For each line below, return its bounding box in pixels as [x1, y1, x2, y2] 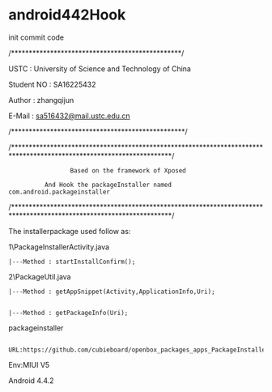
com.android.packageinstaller [8, 188, 111, 196]
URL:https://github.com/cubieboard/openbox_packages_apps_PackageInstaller [8, 346, 270, 354]
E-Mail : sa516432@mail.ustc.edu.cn [8, 111, 131, 121]
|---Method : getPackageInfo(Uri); [8, 309, 129, 317]
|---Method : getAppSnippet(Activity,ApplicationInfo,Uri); [8, 288, 216, 296]
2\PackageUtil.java [8, 271, 71, 281]
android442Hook [8, 6, 126, 24]
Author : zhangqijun [8, 95, 74, 104]
